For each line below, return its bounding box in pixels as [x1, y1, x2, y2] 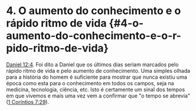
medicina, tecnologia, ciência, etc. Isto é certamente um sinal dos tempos [6, 86, 185, 93]
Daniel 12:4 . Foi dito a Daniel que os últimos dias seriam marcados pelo [6, 60, 179, 68]
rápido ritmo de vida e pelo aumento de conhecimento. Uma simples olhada [6, 67, 191, 74]
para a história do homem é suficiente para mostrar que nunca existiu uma [6, 73, 188, 80]
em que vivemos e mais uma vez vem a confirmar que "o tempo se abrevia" [6, 92, 191, 99]
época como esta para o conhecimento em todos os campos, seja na [6, 79, 174, 86]
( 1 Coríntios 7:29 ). [6, 98, 49, 105]
